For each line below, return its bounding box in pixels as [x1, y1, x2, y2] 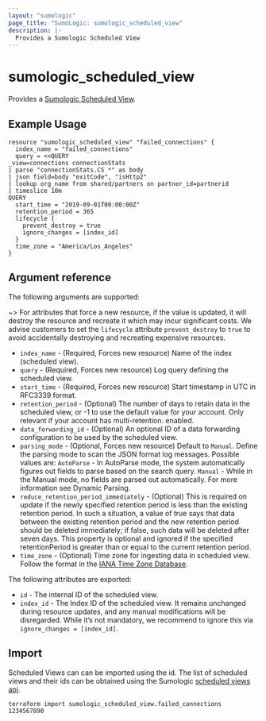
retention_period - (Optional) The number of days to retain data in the [19, 399, 250, 408]
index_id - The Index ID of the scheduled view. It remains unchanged [19, 598, 246, 607]
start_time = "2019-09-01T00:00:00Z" [15, 201, 141, 209]
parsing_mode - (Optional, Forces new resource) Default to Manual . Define [19, 441, 258, 450]
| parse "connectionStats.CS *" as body [8, 166, 145, 174]
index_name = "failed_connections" [15, 145, 133, 153]
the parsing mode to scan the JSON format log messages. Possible [19, 449, 240, 459]
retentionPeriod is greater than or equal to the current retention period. [19, 542, 252, 552]
